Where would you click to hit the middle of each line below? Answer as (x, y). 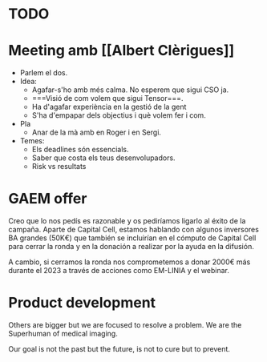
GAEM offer (48, 199)
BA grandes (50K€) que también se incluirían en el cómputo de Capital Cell (132, 238)
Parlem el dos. (44, 73)
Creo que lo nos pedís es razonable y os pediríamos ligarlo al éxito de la (127, 221)
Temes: (32, 141)
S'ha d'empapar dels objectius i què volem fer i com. (119, 115)
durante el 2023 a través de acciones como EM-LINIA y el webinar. (119, 271)
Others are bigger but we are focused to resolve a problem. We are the (125, 325)
